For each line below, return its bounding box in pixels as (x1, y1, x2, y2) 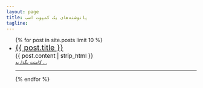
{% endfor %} (14, 76, 50, 83)
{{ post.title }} (14, 43, 63, 53)
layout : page (6, 8, 39, 15)
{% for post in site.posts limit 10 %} (14, 37, 103, 44)
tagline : (6, 20, 28, 26)
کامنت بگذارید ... (14, 59, 47, 66)
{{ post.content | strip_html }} (14, 52, 94, 60)
